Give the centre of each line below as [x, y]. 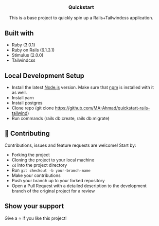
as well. [19, 92]
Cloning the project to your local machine [53, 160]
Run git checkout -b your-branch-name [51, 170]
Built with [19, 33]
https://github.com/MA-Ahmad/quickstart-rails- [102, 108]
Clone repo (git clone [33, 108]
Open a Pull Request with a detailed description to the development [79, 186]
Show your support [34, 206]
